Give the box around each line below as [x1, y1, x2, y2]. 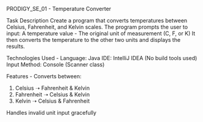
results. [6, 42, 26, 50]
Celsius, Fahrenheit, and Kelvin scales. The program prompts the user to [6, 24, 188, 30]
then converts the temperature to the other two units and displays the [6, 36, 181, 43]
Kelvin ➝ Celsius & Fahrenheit [15, 97, 90, 104]
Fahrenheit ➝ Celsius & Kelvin [15, 91, 90, 98]
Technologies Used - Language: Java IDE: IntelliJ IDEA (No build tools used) [6, 55, 198, 61]
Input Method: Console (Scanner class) [6, 61, 105, 68]
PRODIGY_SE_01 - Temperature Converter [6, 5, 112, 12]
